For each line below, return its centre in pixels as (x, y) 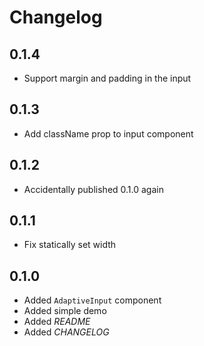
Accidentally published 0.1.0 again (93, 189)
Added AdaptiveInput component (92, 300)
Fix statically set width (70, 245)
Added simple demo (65, 311)
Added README (57, 322)
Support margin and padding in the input (107, 78)
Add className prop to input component (108, 133)
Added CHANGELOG (66, 332)
